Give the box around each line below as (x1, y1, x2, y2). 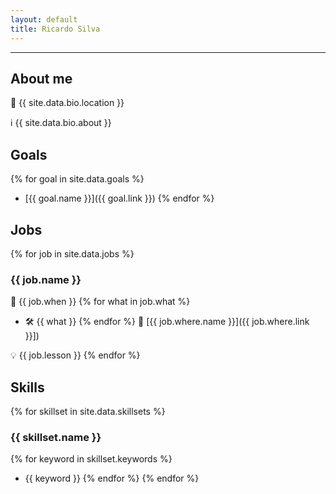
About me (10, 70, 73, 87)
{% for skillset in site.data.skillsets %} (10, 406, 166, 418)
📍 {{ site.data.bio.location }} (10, 97, 125, 109)
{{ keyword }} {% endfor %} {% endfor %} (24, 472, 200, 485)
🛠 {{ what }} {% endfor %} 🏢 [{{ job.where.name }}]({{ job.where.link (24, 316, 310, 328)
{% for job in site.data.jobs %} (10, 247, 135, 260)
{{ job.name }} (10, 272, 82, 286)
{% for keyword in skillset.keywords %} (10, 453, 173, 465)
